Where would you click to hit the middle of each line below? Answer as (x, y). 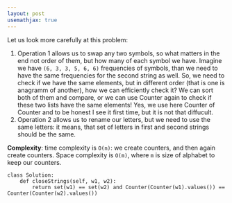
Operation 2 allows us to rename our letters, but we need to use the (114, 119)
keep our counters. (34, 162)
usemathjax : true (32, 20)
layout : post (26, 14)
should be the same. (47, 134)
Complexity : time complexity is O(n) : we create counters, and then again (111, 148)
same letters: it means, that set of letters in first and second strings (113, 127)
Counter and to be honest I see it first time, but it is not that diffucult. (115, 112)
